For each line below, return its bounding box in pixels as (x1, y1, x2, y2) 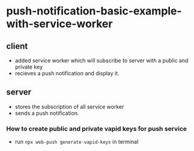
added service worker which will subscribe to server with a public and (14, 57, 189, 64)
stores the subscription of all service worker (14, 103, 124, 110)
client (6, 41, 28, 51)
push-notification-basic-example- (6, 4, 182, 18)
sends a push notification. (14, 109, 79, 117)
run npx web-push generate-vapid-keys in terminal (14, 138, 139, 146)
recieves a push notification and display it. (14, 70, 120, 76)
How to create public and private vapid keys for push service (6, 125, 187, 133)
